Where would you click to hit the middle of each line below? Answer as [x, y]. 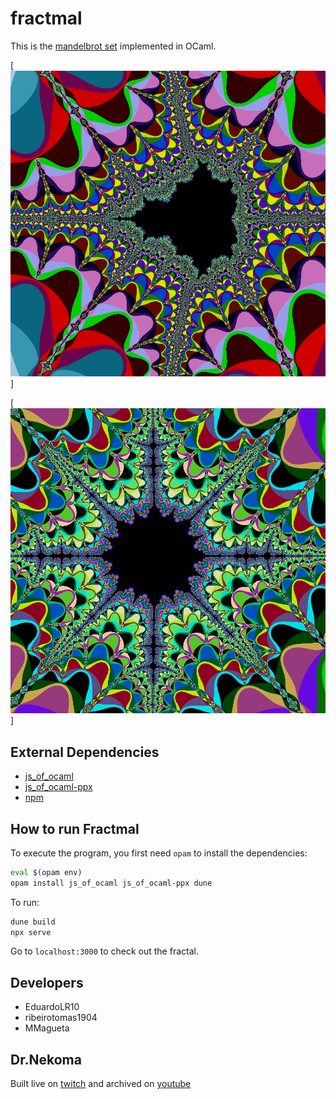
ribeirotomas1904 [61, 1018]
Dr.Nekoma [46, 1059]
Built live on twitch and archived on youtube [101, 1084]
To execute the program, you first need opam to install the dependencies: [159, 853]
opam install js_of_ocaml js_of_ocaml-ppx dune [111, 883]
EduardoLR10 [52, 1007]
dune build [33, 922]
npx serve [31, 932]
